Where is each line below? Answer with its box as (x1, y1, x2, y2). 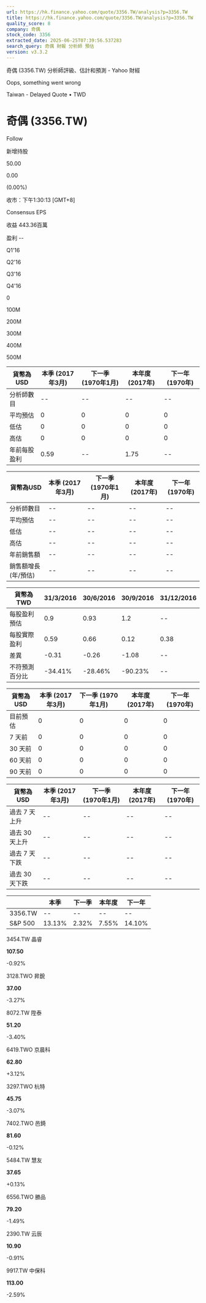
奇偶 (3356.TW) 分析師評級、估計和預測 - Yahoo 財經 (6, 66, 140, 74)
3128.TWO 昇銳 (6, 972, 45, 980)
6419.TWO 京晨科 (6, 1046, 51, 1053)
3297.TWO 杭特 (6, 1083, 45, 1090)
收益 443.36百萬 (6, 221, 48, 228)
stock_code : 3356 (6, 32, 51, 38)
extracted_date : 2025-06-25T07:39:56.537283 (6, 37, 122, 44)
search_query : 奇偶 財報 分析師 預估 (6, 44, 94, 50)
